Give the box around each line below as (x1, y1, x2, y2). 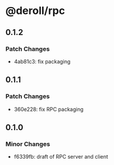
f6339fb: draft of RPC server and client (13, 153, 109, 160)
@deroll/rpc (5, 4, 65, 17)
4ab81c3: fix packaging (13, 58, 71, 65)
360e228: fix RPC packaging (13, 106, 84, 113)
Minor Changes (5, 140, 50, 148)
